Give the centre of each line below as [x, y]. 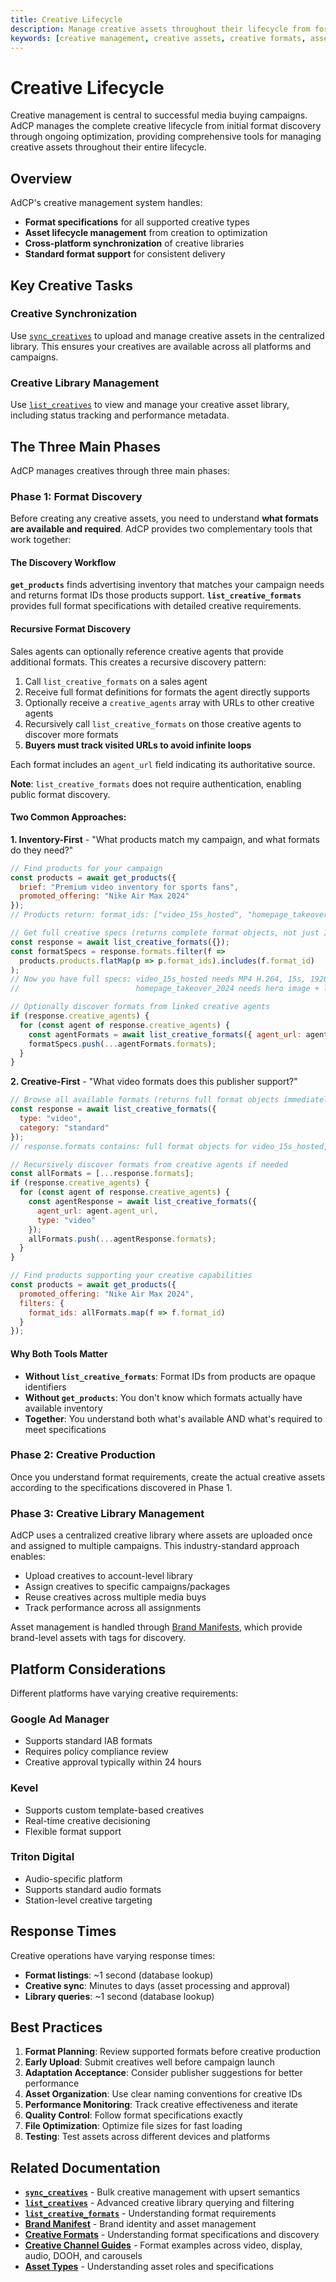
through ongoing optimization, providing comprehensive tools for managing [166, 137]
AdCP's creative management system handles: [106, 203]
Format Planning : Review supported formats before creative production [173, 2052]
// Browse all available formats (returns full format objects [145, 1100]
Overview [41, 178]
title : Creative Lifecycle [66, 19]
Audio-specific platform [73, 1878]
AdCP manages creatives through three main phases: [120, 470]
